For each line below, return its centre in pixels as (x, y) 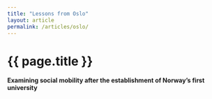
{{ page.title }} (50, 61)
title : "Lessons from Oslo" (48, 14)
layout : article (31, 20)
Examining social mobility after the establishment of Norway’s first (106, 80)
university (22, 88)
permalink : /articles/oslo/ (48, 26)
